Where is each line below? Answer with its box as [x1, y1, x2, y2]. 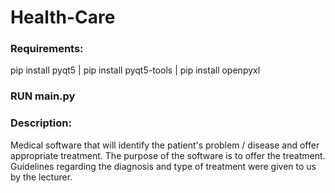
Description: [10, 116, 72, 130]
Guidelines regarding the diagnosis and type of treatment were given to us [10, 160, 317, 172]
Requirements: [10, 42, 84, 56]
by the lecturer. [10, 171, 73, 183]
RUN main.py [10, 89, 76, 103]
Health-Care [10, 6, 116, 29]
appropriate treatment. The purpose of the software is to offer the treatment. [10, 149, 326, 161]
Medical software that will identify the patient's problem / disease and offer [10, 139, 320, 151]
